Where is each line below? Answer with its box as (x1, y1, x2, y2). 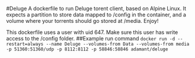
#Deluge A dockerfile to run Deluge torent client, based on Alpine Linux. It (6, 5, 187, 12)
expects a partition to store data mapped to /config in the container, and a (6, 11, 187, 18)
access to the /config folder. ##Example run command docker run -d (6, 35, 175, 42)
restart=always (6, 41, 44, 47)
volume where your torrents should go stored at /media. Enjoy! (6, 18, 159, 24)
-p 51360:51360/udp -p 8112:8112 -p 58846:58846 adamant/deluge (6, 46, 168, 52)
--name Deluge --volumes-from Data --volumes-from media (46, 41, 190, 47)
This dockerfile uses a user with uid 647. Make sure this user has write (6, 29, 178, 36)
